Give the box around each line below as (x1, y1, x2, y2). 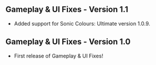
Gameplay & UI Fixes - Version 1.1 (5, 5, 128, 15)
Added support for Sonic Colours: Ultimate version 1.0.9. (13, 20, 151, 27)
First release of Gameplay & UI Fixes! (13, 52, 104, 59)
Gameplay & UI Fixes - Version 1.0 (5, 37, 131, 47)
